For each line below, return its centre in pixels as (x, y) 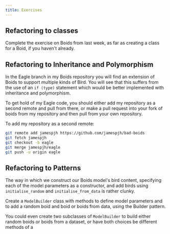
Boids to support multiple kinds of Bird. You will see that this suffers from (82, 82)
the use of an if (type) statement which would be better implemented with (85, 88)
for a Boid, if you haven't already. (40, 49)
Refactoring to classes (42, 31)
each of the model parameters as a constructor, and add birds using (77, 186)
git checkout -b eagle (29, 143)
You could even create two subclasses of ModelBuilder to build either (78, 216)
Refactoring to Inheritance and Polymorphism (79, 64)
